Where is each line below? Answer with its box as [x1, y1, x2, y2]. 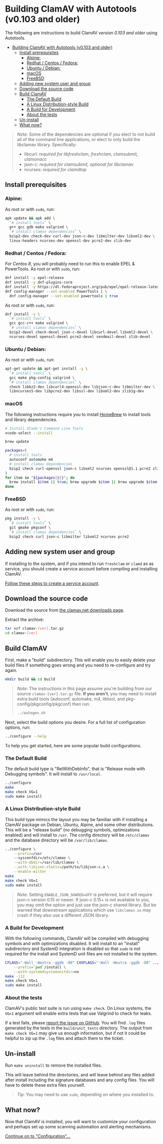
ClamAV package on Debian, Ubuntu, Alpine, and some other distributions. [5, 822, 154, 827]
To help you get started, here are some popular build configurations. [5, 742, 142, 748]
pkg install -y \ [5, 516, 40, 521]
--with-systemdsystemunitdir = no [14, 969, 79, 974]
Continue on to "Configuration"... [5, 1133, 70, 1139]
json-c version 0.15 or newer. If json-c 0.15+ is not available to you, [16, 897, 150, 902]
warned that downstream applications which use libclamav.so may [16, 907, 151, 913]
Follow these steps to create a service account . [5, 580, 99, 586]
